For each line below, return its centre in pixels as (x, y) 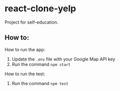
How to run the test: (25, 74)
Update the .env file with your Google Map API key (63, 59)
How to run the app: (25, 49)
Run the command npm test (40, 83)
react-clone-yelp (40, 9)
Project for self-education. (31, 22)
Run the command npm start (41, 64)
